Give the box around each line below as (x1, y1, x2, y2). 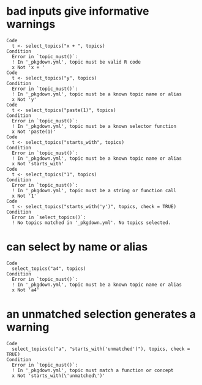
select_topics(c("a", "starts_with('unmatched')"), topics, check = (12, 346, 190, 352)
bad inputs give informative (6, 4, 149, 18)
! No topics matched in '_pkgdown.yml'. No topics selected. (12, 219, 171, 226)
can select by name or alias (6, 240, 148, 254)
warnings (6, 17, 56, 31)
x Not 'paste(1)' (12, 129, 56, 135)
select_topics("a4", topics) (12, 265, 86, 272)
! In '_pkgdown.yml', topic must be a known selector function (12, 123, 176, 129)
